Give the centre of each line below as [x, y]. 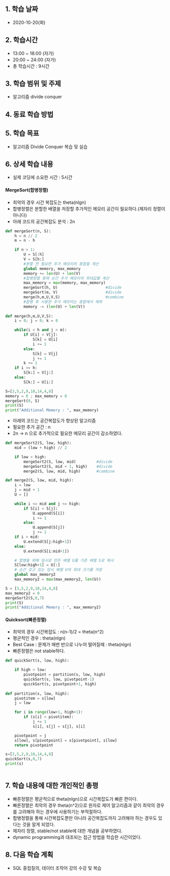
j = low [22, 703]
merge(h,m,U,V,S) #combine [74, 297]
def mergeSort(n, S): [28, 231]
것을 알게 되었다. [38, 824]
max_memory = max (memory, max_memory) [65, 283]
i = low [22, 485]
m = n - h [25, 241]
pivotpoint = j [31, 735]
